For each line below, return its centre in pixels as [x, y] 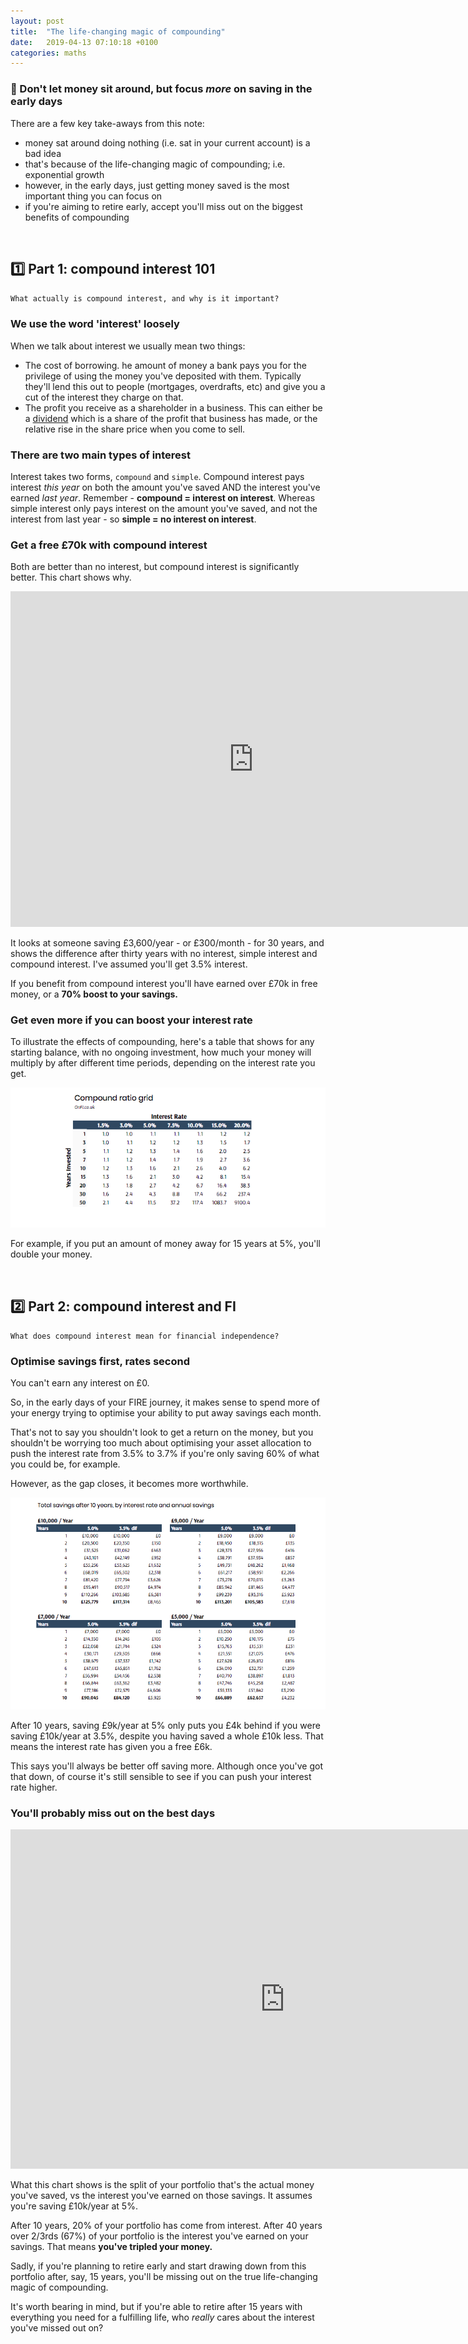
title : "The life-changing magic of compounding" [118, 31]
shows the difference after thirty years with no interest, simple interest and [164, 953]
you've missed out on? [57, 2327]
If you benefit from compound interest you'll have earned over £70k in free [164, 983]
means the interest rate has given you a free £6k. [111, 1746]
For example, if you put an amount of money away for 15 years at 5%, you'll [165, 1244]
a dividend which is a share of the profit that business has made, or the [171, 418]
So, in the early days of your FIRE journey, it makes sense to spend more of [165, 1402]
